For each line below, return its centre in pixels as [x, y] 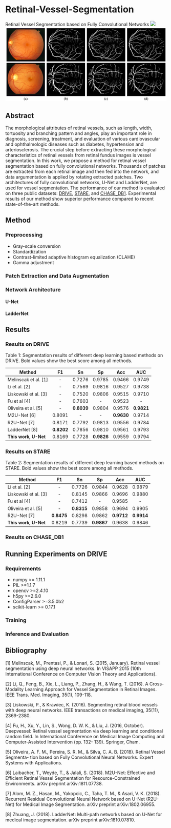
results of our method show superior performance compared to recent [80, 199]
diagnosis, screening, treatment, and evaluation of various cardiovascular [83, 139]
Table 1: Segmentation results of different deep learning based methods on [84, 356]
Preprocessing [24, 235]
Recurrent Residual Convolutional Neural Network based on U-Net [75, 799]
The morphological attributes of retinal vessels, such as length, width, [79, 128]
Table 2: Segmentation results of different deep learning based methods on [85, 463]
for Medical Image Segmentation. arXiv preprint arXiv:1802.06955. [85, 804]
